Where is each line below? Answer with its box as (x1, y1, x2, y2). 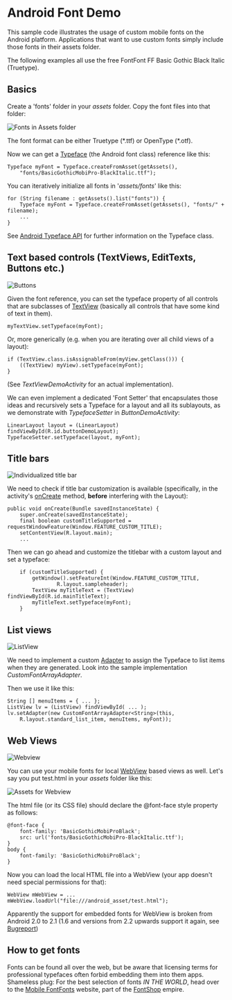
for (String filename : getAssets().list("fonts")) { (7, 195, 166, 202)
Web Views (7, 735, 57, 746)
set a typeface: (7, 555, 51, 564)
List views (7, 624, 52, 636)
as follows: (7, 808, 38, 817)
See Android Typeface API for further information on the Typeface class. (7, 231, 214, 240)
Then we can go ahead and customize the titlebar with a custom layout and (7, 548, 222, 557)
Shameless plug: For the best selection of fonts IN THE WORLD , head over (7, 978, 220, 986)
